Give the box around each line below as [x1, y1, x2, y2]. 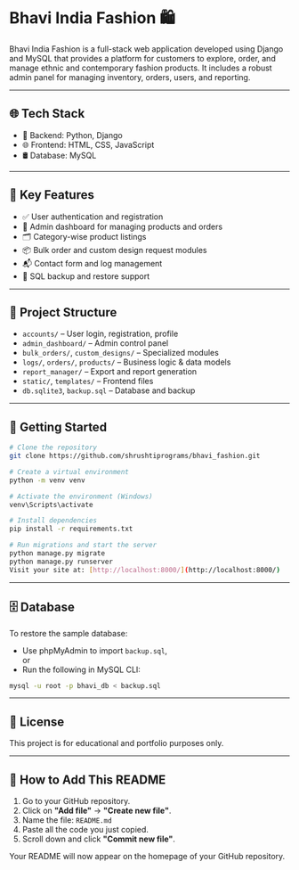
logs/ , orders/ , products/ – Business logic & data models [21, 357, 231, 367]
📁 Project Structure [9, 305, 117, 320]
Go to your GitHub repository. [21, 796, 131, 806]
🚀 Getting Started [9, 419, 108, 434]
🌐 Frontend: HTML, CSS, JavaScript [21, 139, 155, 150]
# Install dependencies [9, 516, 98, 525]
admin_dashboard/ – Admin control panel [21, 338, 169, 349]
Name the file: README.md [21, 815, 113, 825]
